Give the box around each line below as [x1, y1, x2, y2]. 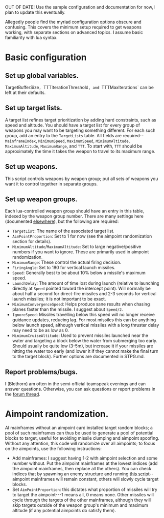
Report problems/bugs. [5, 367, 78, 376]
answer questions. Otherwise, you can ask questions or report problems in [5, 386, 156, 392]
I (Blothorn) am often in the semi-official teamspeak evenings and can [5, 381, 146, 387]
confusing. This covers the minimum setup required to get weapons [5, 24, 142, 30]
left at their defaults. [5, 90, 46, 95]
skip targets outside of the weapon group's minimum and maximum [12, 502, 148, 508]
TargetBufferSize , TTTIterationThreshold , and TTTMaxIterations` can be [5, 85, 154, 90]
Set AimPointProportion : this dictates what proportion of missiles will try [12, 487, 158, 492]
